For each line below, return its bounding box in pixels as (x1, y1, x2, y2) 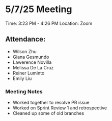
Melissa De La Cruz (12, 64, 54, 70)
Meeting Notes (5, 88, 43, 95)
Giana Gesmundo (12, 54, 49, 60)
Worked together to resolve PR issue (12, 100, 90, 106)
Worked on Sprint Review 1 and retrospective (12, 105, 107, 111)
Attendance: (5, 35, 46, 44)
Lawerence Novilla (12, 59, 52, 65)
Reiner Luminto (12, 70, 45, 76)
